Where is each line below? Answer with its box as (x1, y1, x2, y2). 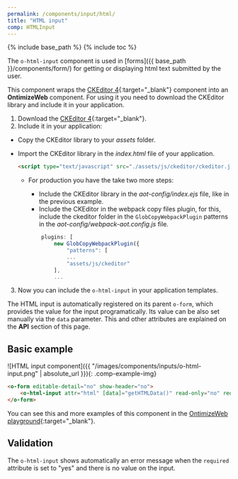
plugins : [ (41, 233, 73, 241)
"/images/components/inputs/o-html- (91, 362, 202, 370)
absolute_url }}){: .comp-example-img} (43, 370, 157, 378)
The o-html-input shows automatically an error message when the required (7, 456, 229, 465)
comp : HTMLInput (7, 23, 55, 31)
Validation (7, 437, 53, 449)
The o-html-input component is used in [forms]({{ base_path (7, 57, 186, 65)
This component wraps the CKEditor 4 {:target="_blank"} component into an (7, 86, 229, 94)
